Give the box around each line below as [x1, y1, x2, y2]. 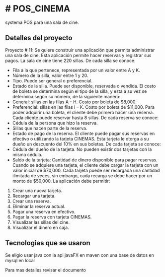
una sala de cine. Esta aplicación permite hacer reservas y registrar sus [5, 52, 152, 58]
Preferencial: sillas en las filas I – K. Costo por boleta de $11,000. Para [12, 104, 155, 110]
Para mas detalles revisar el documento [5, 267, 86, 273]
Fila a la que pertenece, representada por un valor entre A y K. [12, 67, 140, 73]
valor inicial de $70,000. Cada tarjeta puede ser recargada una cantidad [12, 167, 160, 173]
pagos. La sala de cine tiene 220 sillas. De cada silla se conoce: [5, 58, 136, 64]
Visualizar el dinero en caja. [12, 224, 69, 230]
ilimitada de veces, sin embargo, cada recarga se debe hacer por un [12, 172, 153, 179]
